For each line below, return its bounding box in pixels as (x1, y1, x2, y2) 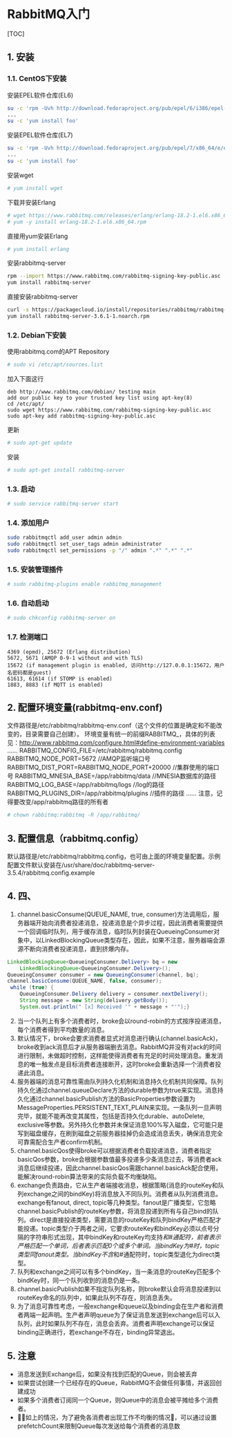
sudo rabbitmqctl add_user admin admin (7, 534, 122, 541)
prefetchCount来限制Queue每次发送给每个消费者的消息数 (17, 1422, 181, 1430)
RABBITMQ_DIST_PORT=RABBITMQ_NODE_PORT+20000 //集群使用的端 (7, 763, 214, 772)
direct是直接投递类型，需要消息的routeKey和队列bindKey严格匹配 (29, 1215, 215, 1224)
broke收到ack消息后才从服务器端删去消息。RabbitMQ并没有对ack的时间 (17, 1042, 222, 1051)
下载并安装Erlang (7, 198, 57, 206)
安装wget (7, 171, 34, 179)
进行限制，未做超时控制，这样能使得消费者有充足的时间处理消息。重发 (17, 1051, 217, 1059)
